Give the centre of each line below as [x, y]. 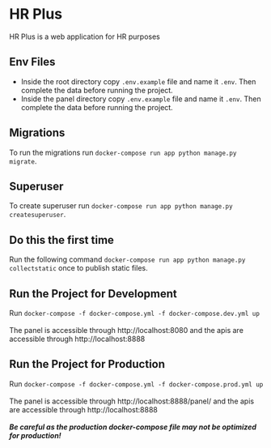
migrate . [23, 161]
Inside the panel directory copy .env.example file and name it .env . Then [141, 99]
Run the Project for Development [93, 294]
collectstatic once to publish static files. [78, 268]
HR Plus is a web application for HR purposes [85, 36]
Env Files [32, 62]
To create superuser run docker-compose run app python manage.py [121, 206]
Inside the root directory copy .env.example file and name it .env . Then [138, 81]
